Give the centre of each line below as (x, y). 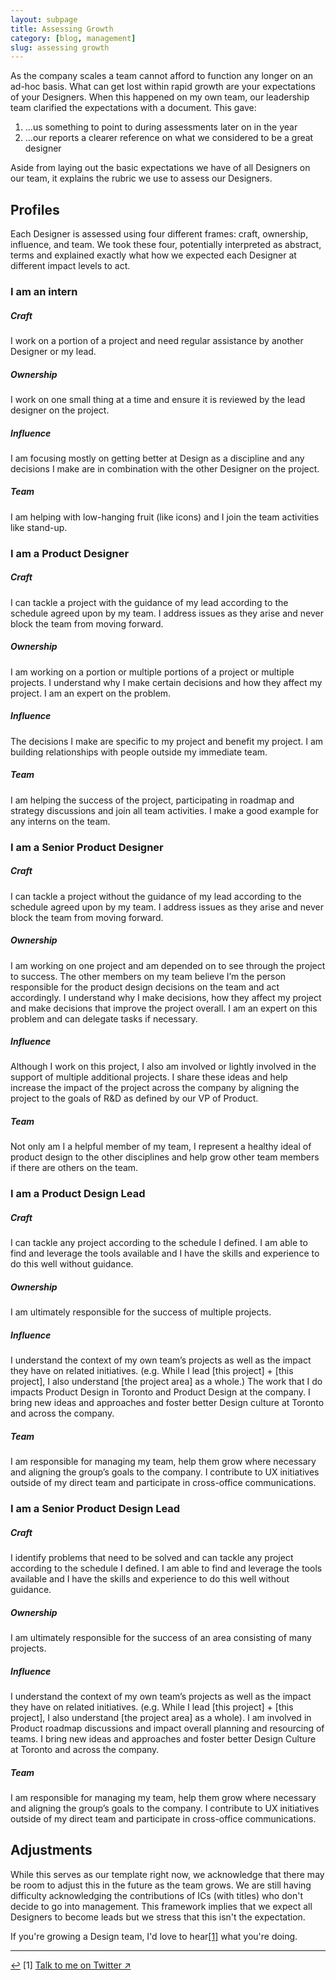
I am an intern (44, 291)
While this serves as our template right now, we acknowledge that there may (167, 1874)
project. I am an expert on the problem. (91, 693)
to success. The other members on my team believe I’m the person (148, 976)
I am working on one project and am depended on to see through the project (168, 965)
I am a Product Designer (70, 553)
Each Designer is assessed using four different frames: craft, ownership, (159, 234)
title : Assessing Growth (62, 29)
